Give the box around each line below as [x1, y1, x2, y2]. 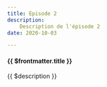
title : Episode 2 [7, 10, 57, 17]
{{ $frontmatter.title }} [7, 57, 72, 65]
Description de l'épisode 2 [19, 23, 100, 30]
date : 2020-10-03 [7, 29, 57, 37]
